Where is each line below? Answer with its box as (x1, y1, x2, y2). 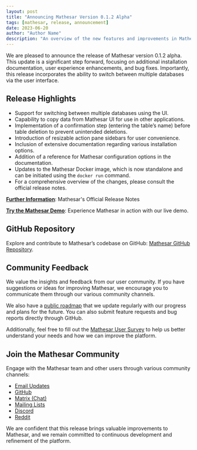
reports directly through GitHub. (6, 314, 83, 322)
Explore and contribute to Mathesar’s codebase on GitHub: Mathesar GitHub (6, 239, 191, 246)
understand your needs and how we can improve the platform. (6, 332, 157, 339)
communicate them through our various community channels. (6, 291, 155, 298)
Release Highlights (6, 94, 76, 104)
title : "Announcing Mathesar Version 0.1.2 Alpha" (6, 14, 133, 20)
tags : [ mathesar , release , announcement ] (6, 19, 109, 25)
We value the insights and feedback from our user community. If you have (6, 278, 185, 285)
